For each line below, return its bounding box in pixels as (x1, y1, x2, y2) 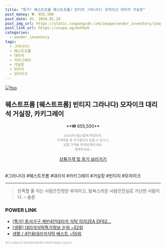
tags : (5, 39, 16, 44)
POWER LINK (5, 207, 37, 213)
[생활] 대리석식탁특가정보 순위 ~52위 (12, 224, 83, 230)
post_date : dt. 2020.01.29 (5, 16, 61, 21)
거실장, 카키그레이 (12, 109, 64, 118)
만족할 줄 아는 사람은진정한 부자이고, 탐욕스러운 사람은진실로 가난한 (17, 188, 147, 194)
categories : (5, 30, 30, 35)
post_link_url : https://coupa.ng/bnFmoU (5, 26, 90, 31)
